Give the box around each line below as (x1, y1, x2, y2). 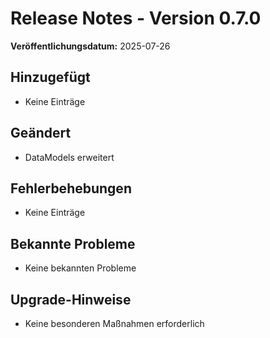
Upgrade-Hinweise (10, 291, 132, 308)
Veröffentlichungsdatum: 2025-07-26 (10, 40, 171, 52)
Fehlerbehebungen (10, 180, 132, 197)
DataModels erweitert (24, 151, 115, 163)
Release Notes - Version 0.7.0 (10, 7, 262, 30)
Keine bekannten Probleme (24, 262, 137, 274)
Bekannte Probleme (10, 235, 136, 252)
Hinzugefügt (10, 69, 91, 86)
